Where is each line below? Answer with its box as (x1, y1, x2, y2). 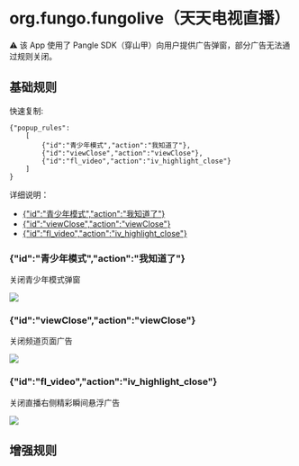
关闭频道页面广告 (9, 336, 73, 346)
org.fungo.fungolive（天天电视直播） (9, 8, 291, 29)
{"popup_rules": (9, 123, 70, 132)
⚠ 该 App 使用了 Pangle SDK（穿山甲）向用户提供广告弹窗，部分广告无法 (9, 40, 283, 50)
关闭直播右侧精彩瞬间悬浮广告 (9, 397, 120, 408)
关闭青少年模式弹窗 (9, 274, 81, 285)
